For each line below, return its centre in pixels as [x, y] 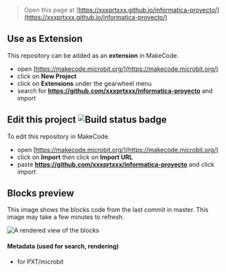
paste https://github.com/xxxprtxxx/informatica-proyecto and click [116, 164]
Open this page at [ [51, 10]
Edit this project [42, 120]
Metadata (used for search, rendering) [63, 247]
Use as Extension [45, 39]
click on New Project [47, 76]
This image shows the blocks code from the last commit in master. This [108, 210]
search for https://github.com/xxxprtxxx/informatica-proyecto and [115, 91]
